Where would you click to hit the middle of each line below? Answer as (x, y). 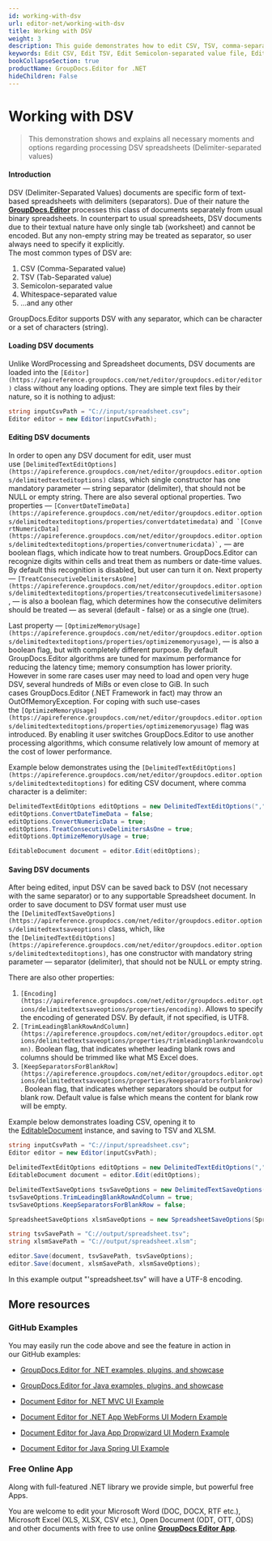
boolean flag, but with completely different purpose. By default (113, 650)
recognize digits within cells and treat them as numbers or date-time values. (135, 561)
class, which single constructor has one (174, 480)
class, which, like (136, 929)
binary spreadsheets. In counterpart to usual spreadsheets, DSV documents (135, 218)
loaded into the (34, 372)
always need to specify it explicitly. (67, 244)
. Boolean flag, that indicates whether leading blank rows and (133, 1049)
